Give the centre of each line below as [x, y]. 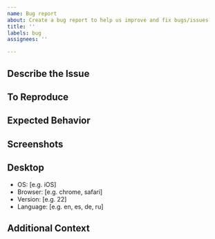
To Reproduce [38, 97]
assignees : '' [28, 39]
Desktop [26, 168]
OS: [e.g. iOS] [37, 184]
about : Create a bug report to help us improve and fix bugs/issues [108, 20]
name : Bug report [32, 14]
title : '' [21, 26]
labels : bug [24, 33]
